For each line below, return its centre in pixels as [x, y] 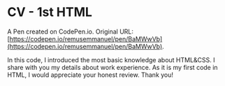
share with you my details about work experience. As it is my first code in [112, 67]
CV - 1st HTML [50, 12]
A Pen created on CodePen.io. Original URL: [71, 31]
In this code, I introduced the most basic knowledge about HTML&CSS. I [111, 59]
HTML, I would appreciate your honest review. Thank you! [90, 75]
